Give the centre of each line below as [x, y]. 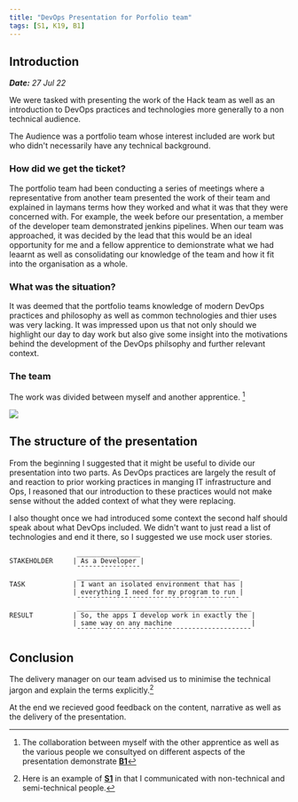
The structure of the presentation [103, 442]
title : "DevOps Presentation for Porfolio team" [101, 17]
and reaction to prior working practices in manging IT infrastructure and [140, 481]
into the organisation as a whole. [69, 264]
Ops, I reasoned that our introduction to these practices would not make [141, 491]
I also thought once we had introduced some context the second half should [149, 518]
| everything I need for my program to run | [158, 592]
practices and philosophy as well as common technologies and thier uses [143, 315]
